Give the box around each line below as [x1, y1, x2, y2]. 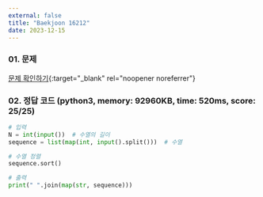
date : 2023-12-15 [8, 26, 66, 34]
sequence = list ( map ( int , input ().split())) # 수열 [8, 138, 183, 146]
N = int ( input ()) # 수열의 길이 [8, 131, 111, 138]
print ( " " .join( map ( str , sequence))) [8, 181, 133, 190]
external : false [8, 11, 62, 20]
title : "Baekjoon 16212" [8, 19, 90, 27]
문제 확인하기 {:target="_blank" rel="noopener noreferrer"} [8, 73, 196, 83]
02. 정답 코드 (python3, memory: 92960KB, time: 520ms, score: [8, 95, 256, 106]
